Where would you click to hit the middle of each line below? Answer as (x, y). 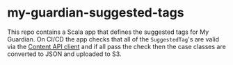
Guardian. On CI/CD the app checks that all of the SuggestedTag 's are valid (113, 39)
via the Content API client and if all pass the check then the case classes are (116, 46)
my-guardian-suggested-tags (96, 13)
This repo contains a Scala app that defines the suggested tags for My (108, 32)
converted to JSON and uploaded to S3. (64, 54)
